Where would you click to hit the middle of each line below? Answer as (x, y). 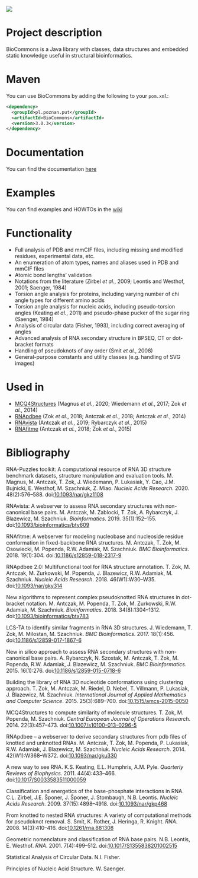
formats (44, 345)
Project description (54, 33)
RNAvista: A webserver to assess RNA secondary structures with (85, 506)
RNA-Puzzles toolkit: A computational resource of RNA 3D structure (89, 469)
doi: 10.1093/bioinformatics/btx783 (48, 616)
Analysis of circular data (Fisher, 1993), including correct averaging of (100, 326)
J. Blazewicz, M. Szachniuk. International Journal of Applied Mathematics (96, 695)
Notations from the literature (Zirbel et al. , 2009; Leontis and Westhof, (100, 281)
